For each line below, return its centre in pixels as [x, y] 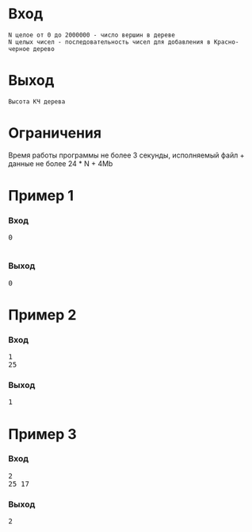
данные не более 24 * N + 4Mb [61, 163]
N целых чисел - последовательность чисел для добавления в [110, 42]
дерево [44, 49]
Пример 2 [42, 315]
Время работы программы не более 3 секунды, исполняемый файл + [126, 155]
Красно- [226, 42]
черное [19, 49]
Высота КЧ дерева [37, 101]
